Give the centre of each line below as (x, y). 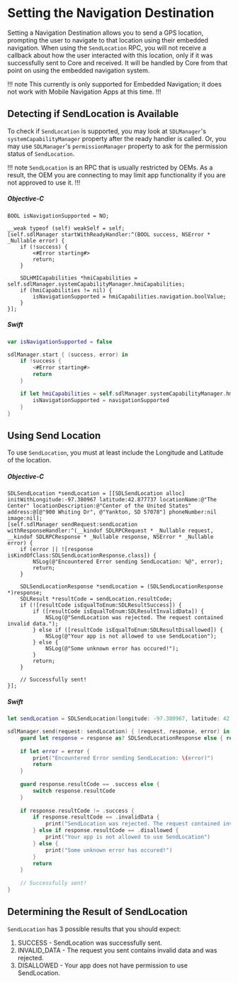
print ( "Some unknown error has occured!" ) (109, 850)
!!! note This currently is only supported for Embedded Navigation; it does (114, 84)
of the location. (29, 460)
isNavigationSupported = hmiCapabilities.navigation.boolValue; (130, 296)
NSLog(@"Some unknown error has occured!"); (112, 649)
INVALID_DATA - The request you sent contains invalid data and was (117, 950)
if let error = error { (55, 751)
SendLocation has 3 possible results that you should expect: (94, 929)
